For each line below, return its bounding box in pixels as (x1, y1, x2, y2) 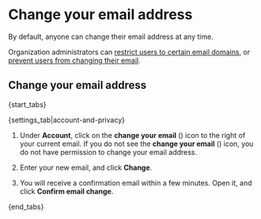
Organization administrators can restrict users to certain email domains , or (8, 47, 251, 56)
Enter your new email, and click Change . (19, 163, 153, 172)
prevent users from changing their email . (8, 56, 141, 65)
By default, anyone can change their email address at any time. (8, 32, 214, 41)
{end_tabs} (8, 202, 44, 211)
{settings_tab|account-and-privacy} (8, 115, 125, 125)
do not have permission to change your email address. (19, 147, 198, 156)
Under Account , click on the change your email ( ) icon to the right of (19, 130, 246, 140)
